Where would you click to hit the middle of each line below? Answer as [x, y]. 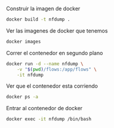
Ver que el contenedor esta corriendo [52, 86]
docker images [24, 41]
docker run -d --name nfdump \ [45, 64]
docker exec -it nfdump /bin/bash [49, 119]
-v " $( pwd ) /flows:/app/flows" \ [57, 69]
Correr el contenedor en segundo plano [55, 53]
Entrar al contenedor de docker [45, 108]
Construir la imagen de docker [43, 9]
